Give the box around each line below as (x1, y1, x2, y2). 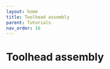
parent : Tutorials (6, 19, 51, 25)
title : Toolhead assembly (6, 14, 69, 20)
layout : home (6, 8, 38, 15)
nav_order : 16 (6, 25, 41, 31)
